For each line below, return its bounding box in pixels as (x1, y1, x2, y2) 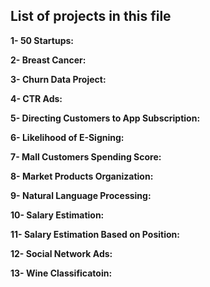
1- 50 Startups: (10, 34, 75, 46)
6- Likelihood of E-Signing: (10, 131, 125, 143)
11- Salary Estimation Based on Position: (10, 228, 180, 240)
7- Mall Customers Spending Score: (10, 150, 162, 163)
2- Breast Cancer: (10, 54, 87, 66)
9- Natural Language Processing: (10, 189, 152, 201)
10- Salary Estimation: (10, 209, 105, 221)
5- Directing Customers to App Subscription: (10, 112, 201, 124)
